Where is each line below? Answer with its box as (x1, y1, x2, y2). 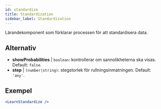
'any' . (12, 72, 25, 78)
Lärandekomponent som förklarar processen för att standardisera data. (5, 30, 148, 36)
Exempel (5, 87, 32, 95)
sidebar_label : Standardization (5, 16, 71, 21)
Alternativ (5, 44, 37, 52)
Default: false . (12, 62, 42, 68)
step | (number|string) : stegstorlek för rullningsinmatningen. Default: (12, 67, 151, 73)
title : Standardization (5, 12, 54, 17)
